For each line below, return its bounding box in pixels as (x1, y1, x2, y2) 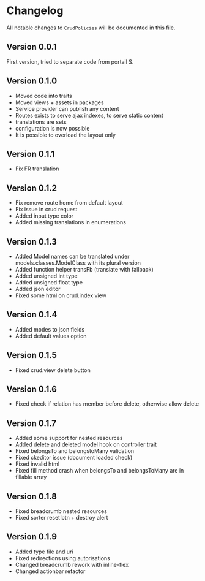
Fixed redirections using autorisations (15, 554, 110, 561)
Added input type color (15, 212, 74, 219)
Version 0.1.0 (6, 76, 58, 86)
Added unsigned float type (15, 279, 83, 286)
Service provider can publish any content (15, 105, 119, 112)
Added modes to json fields (15, 325, 85, 333)
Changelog (6, 4, 64, 18)
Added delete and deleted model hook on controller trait (15, 441, 157, 448)
